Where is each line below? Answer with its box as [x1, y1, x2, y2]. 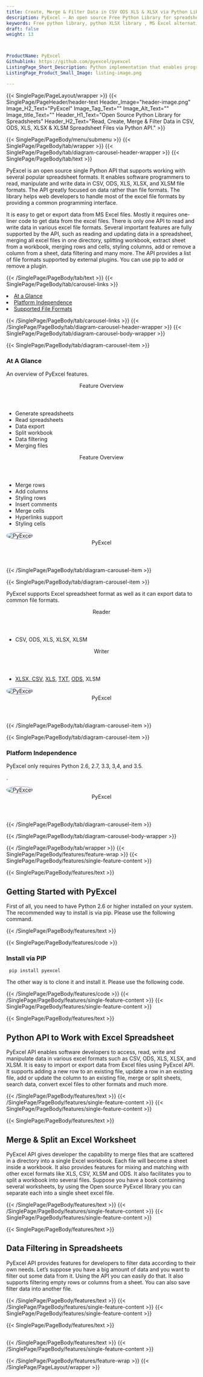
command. [6, 916, 33, 923]
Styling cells [14, 519, 46, 527]
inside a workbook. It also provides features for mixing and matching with [6, 1163, 189, 1170]
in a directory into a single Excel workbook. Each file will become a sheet [6, 1157, 188, 1164]
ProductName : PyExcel [6, 53, 61, 59]
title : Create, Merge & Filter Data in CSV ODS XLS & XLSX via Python [6, 8, 188, 15]
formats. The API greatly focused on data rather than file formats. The [6, 186, 180, 193]
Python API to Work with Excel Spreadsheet [6, 1032, 174, 1042]
